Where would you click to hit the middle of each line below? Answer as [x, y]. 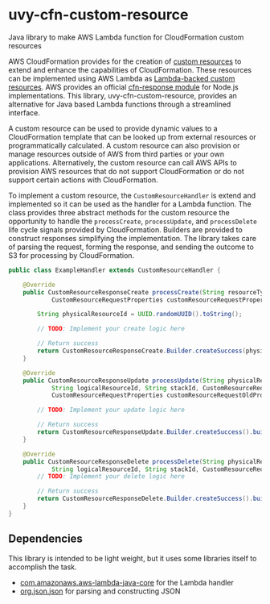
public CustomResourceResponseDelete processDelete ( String [124, 461]
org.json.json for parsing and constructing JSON [100, 591]
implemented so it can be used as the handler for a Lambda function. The [130, 204]
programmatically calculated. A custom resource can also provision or [124, 145]
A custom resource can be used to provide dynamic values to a [113, 128]
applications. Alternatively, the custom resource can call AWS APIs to [123, 162]
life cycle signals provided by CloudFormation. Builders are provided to [125, 229]
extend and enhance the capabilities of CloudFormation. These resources [130, 69]
